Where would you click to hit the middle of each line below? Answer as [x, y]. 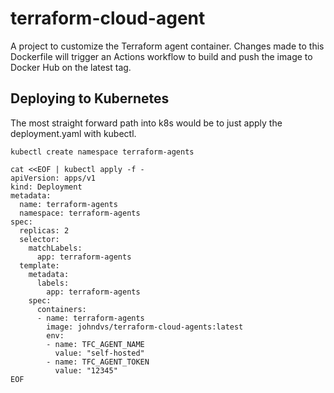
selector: [39, 239]
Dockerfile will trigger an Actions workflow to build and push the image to [161, 56]
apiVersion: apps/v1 [53, 178]
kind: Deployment [46, 187]
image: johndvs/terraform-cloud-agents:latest [145, 327]
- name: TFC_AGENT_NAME [95, 344]
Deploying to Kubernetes [90, 98]
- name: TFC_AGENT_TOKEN [98, 362]
